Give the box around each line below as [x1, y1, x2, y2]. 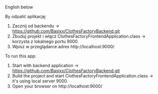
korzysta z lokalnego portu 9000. [12, 38, 79, 44]
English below [5, 4, 33, 10]
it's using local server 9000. [12, 78, 69, 84]
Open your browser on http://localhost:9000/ [12, 83, 103, 89]
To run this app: [5, 53, 36, 59]
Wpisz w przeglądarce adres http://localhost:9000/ [12, 44, 115, 49]
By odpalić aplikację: [5, 14, 47, 19]
